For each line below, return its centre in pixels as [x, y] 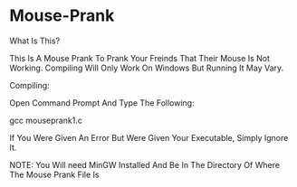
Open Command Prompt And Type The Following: [102, 103]
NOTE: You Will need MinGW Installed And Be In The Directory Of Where [145, 164]
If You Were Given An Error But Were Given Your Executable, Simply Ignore [149, 137]
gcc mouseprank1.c [46, 120]
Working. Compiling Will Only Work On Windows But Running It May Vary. [147, 68]
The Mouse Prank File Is [54, 174]
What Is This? [35, 41]
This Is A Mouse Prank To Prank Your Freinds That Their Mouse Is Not [139, 58]
